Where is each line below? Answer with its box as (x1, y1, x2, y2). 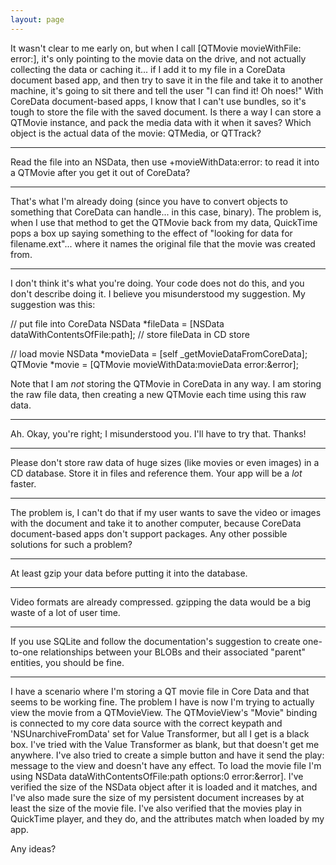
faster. (10, 477, 37, 490)
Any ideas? (10, 842, 57, 855)
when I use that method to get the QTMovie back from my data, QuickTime (10, 216, 318, 228)
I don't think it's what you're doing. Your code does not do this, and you (10, 277, 305, 289)
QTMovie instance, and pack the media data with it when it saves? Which (10, 116, 312, 128)
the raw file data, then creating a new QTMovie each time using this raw (10, 388, 307, 400)
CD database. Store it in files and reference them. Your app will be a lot (10, 467, 303, 479)
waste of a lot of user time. (10, 606, 121, 618)
